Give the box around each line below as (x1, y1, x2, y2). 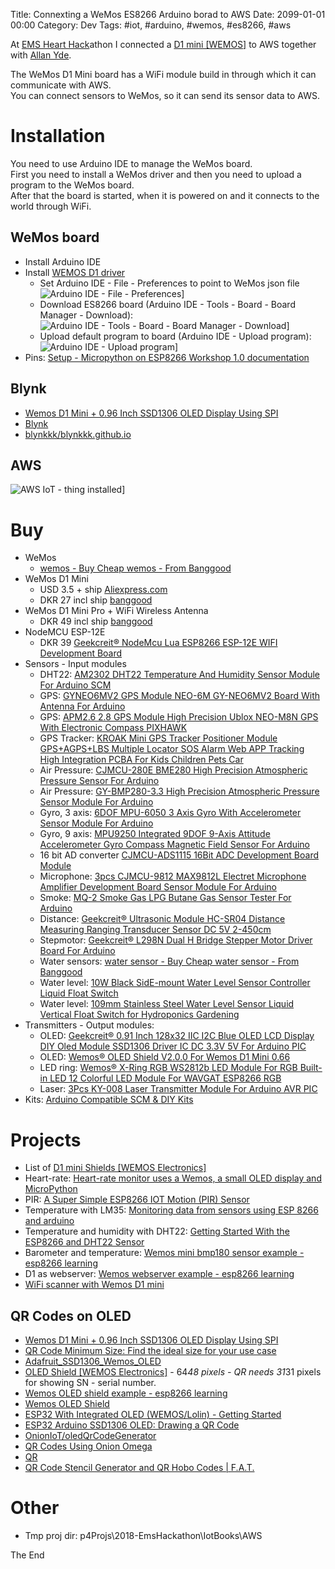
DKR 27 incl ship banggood (39, 594, 153, 606)
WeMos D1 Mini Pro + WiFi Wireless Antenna (24, 605, 209, 617)
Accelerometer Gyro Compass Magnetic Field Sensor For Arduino (39, 839, 310, 851)
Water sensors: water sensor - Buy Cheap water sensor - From (39, 955, 300, 968)
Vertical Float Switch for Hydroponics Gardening (39, 1009, 240, 1021)
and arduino (24, 1215, 75, 1227)
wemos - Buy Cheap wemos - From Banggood (39, 562, 232, 574)
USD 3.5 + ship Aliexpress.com (39, 584, 168, 596)
